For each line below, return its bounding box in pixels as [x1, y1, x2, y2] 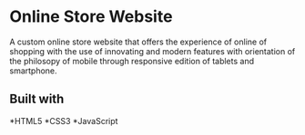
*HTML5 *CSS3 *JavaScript [9, 115, 118, 126]
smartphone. [9, 65, 57, 76]
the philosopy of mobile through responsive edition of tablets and [9, 55, 255, 66]
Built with [9, 92, 65, 107]
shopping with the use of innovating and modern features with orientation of [9, 45, 296, 56]
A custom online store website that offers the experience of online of [9, 36, 267, 47]
